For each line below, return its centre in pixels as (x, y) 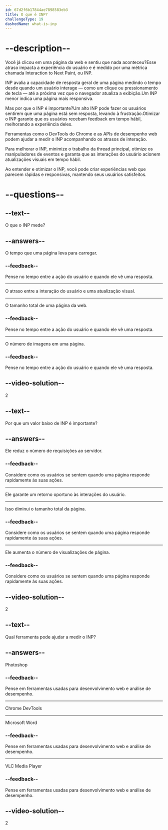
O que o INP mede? (25, 225)
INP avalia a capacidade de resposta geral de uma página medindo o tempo (83, 82)
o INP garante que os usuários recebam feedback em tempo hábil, (73, 119)
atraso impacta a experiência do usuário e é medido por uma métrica (76, 67)
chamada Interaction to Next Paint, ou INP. (49, 73)
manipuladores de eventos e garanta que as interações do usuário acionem (83, 154)
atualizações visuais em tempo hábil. (43, 159)
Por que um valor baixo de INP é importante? (51, 423)
